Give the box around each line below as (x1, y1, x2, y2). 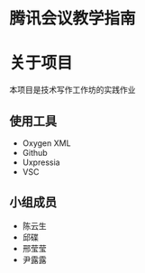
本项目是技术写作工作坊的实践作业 (9, 85, 136, 96)
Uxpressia (22, 157, 60, 168)
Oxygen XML (22, 137, 71, 149)
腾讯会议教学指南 (9, 8, 137, 29)
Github (22, 147, 48, 158)
